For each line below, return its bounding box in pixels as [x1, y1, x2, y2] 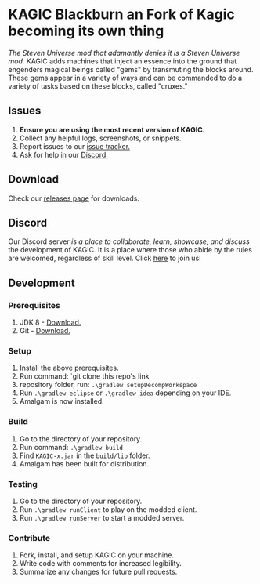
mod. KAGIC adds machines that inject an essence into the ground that [8, 56, 237, 66]
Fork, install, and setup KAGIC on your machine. [19, 550, 175, 560]
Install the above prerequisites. [19, 363, 119, 373]
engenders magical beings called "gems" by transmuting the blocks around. [8, 64, 254, 74]
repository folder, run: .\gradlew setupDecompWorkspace [19, 380, 197, 390]
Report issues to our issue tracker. [19, 141, 131, 151]
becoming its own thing [8, 22, 164, 40]
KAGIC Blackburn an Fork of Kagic [8, 5, 235, 24]
